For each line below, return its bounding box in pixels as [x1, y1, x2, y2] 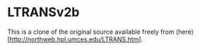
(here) [175, 27, 194, 36]
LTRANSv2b [7, 4, 80, 20]
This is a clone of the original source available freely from [7, 27, 175, 36]
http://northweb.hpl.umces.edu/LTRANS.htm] [9, 35, 141, 43]
